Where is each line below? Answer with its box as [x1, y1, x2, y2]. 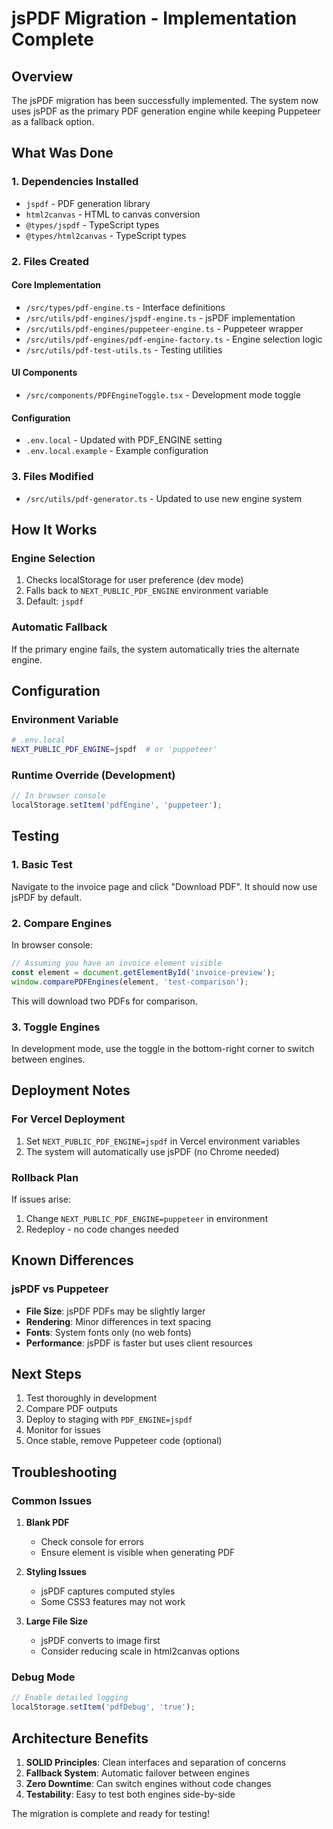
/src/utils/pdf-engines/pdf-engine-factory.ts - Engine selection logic [25, 333, 323, 345]
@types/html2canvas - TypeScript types [25, 229, 187, 241]
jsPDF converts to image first [40, 1635, 161, 1647]
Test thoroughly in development [25, 1392, 158, 1404]
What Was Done [11, 145, 114, 162]
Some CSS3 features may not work [40, 1596, 186, 1608]
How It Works [11, 521, 98, 538]
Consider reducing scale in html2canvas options [40, 1645, 241, 1657]
